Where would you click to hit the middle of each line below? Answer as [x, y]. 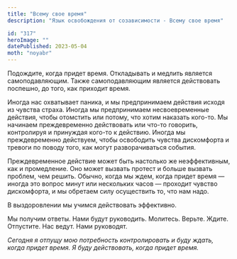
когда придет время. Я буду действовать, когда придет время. [103, 248]
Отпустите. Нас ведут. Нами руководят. [67, 226]
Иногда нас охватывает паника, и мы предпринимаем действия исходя [116, 102]
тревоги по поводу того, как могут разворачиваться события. [102, 147]
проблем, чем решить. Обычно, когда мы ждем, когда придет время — [116, 176]
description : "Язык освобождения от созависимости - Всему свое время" [115, 21]
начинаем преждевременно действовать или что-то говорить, [103, 125]
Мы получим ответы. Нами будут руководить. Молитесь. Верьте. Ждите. [118, 219]
